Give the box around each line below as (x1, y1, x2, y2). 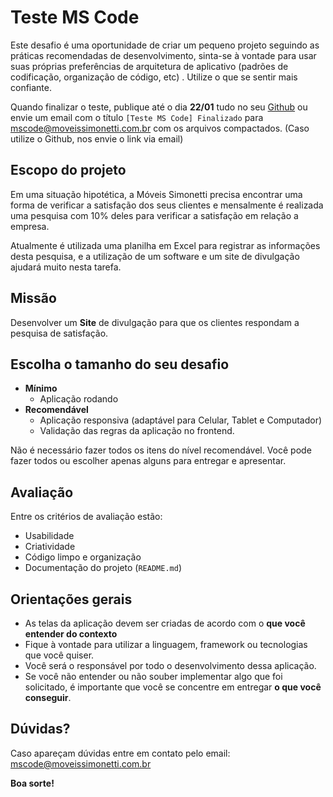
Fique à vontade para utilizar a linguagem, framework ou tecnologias (24, 639, 308, 650)
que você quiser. (24, 649, 95, 661)
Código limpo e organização (24, 551, 142, 563)
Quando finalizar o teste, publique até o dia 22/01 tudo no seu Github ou (10, 101, 308, 113)
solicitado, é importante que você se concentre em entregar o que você (24, 681, 322, 693)
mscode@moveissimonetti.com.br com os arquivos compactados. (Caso (10, 122, 310, 134)
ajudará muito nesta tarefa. (10, 261, 122, 273)
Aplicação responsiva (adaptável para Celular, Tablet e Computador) (39, 414, 323, 426)
